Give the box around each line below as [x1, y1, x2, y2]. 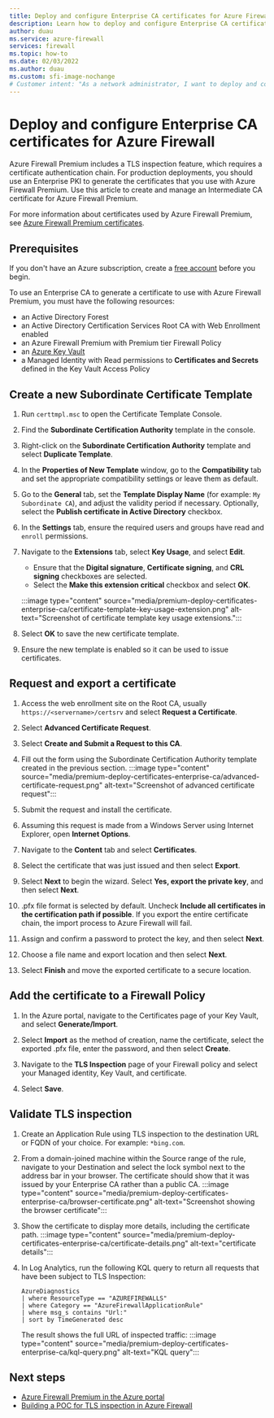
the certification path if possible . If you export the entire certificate [20, 909, 249, 919]
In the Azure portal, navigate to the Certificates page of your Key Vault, [20, 1010, 259, 1020]
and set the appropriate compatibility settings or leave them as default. [20, 473, 259, 484]
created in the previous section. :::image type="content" [20, 762, 210, 773]
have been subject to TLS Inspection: [20, 1271, 146, 1281]
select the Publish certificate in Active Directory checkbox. [20, 507, 223, 517]
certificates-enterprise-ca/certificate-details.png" [20, 1238, 189, 1248]
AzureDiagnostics [20, 1287, 80, 1295]
